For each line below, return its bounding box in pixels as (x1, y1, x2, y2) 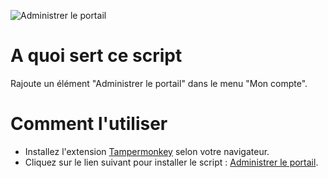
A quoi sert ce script (10, 45, 183, 67)
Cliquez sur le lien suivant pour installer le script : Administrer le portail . (24, 156, 319, 168)
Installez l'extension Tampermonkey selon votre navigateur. (24, 145, 270, 157)
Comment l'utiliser (10, 113, 168, 135)
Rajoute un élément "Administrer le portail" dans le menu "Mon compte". (10, 77, 308, 89)
